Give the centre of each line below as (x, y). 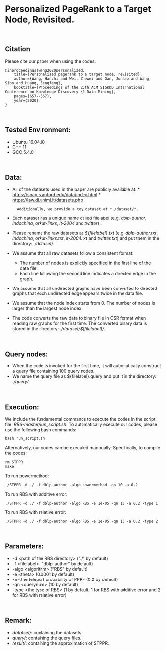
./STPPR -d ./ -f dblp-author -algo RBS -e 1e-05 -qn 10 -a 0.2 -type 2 (82, 521)
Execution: (22, 407)
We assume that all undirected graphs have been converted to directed (84, 289)
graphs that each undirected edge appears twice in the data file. (78, 293)
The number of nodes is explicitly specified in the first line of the (85, 263)
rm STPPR (14, 462)
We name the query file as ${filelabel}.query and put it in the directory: (84, 376)
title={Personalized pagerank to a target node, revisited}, (78, 74)
